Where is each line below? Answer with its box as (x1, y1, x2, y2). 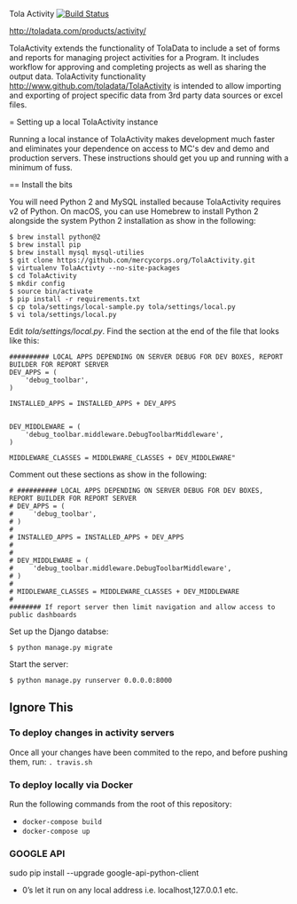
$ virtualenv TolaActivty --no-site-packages (9, 264, 180, 273)
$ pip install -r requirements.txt (9, 295, 141, 304)
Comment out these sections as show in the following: (9, 469, 207, 480)
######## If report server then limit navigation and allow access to (9, 603, 276, 612)
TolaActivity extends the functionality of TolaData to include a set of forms (9, 43, 281, 53)
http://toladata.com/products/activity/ (9, 26, 146, 36)
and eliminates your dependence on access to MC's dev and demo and (9, 143, 270, 154)
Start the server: (9, 659, 69, 670)
